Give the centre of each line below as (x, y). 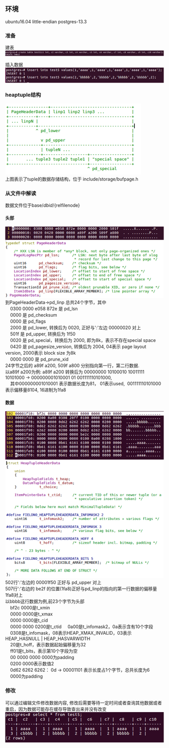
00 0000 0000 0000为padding (42, 657)
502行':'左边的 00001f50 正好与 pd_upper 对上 (53, 583)
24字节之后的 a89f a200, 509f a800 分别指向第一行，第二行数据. (72, 366)
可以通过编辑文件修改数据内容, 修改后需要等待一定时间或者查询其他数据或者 (83, 702)
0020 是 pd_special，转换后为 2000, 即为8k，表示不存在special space (83, 340)
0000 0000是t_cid (29, 621)
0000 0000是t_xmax (31, 614)
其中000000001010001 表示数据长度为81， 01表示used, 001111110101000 (86, 384)
